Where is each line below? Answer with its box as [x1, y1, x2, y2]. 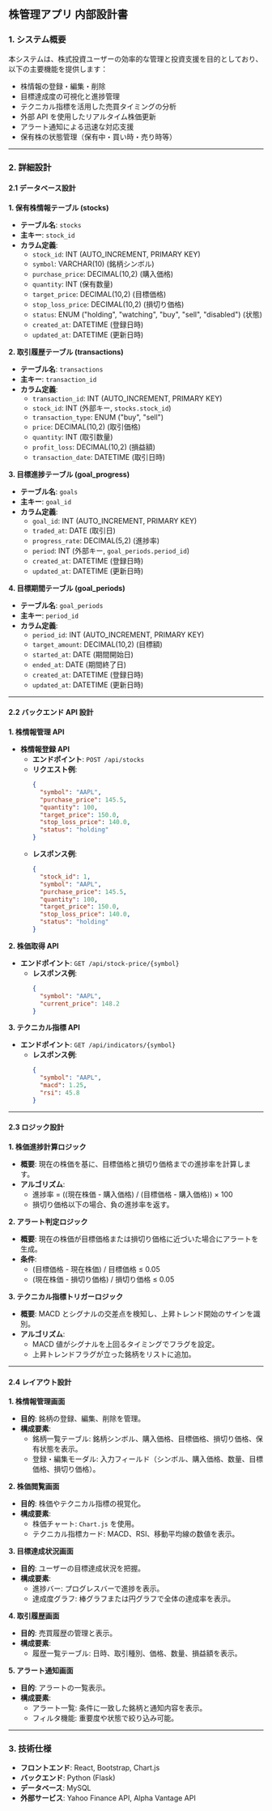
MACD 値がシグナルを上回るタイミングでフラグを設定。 [32, 1339, 219, 1349]
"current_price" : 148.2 [39, 999, 120, 1008]
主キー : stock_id [19, 230, 75, 240]
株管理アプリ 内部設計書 [8, 7, 128, 22]
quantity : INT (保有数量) [32, 278, 113, 289]
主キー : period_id [19, 610, 79, 620]
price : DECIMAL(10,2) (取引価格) [32, 422, 142, 431]
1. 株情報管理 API [8, 727, 65, 737]
